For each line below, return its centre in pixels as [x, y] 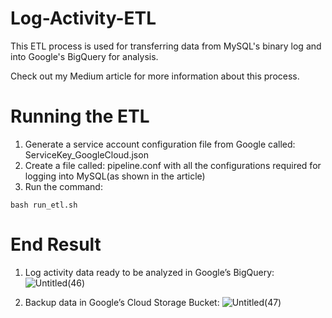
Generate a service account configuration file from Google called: [160, 144]
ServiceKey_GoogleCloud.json [86, 154]
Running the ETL [80, 116]
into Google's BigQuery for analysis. [84, 56]
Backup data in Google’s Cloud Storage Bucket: [122, 302]
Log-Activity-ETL [83, 18]
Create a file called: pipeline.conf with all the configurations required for [173, 165]
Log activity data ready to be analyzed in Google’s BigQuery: [149, 272]
